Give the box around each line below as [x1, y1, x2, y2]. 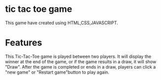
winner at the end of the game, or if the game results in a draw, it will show [5, 58, 157, 65]
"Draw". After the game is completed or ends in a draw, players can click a [5, 64, 156, 70]
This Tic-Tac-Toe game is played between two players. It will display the [5, 53, 152, 59]
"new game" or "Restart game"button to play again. [5, 69, 110, 75]
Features [5, 37, 42, 48]
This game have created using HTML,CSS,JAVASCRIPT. [5, 20, 118, 26]
